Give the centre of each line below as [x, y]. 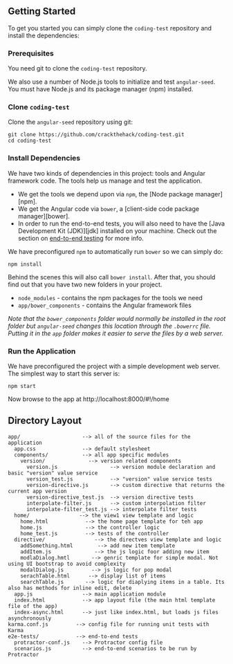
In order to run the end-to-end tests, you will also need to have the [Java [121, 223]
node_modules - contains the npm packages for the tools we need [110, 297]
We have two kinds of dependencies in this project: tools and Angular [107, 173]
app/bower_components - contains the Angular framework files [105, 305]
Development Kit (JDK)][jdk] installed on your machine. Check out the [117, 230]
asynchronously [30, 618]
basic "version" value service [53, 473]
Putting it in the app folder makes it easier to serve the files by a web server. [116, 333]
